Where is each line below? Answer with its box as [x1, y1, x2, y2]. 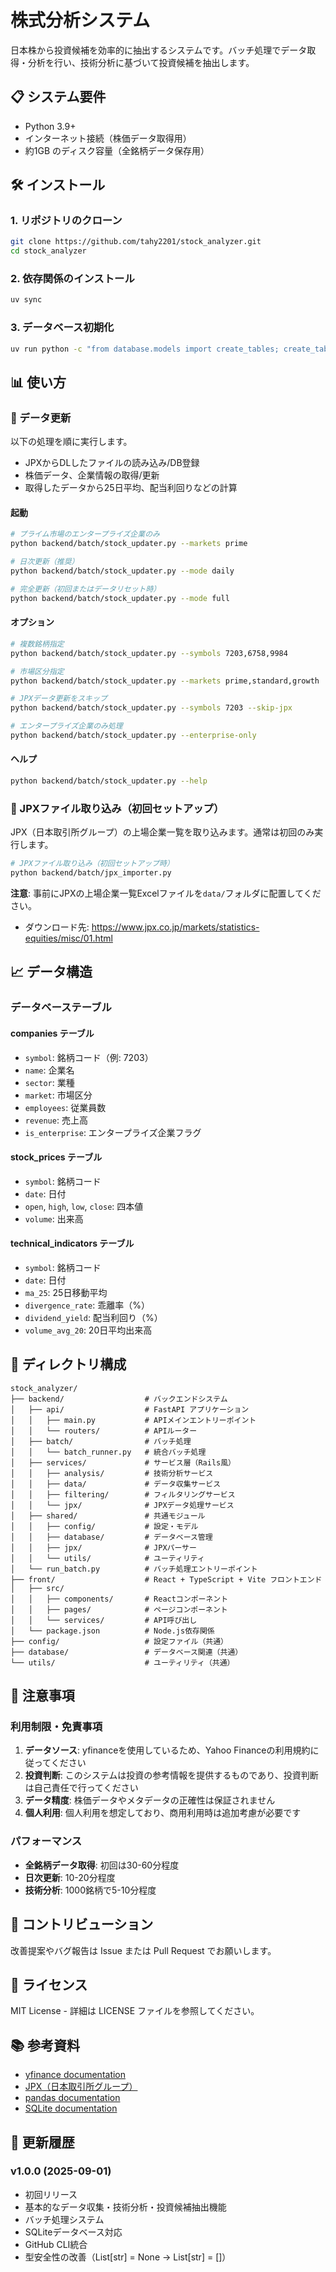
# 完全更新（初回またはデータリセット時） [10, 584, 162, 594]
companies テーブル [10, 1027, 95, 1039]
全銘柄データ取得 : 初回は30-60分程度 [24, 1859, 180, 1871]
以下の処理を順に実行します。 [10, 436, 133, 448]
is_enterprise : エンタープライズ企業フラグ [24, 1126, 202, 1138]
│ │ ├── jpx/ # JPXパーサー [10, 1542, 197, 1553]
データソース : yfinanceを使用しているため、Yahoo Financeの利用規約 [24, 1744, 311, 1756]
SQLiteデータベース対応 [24, 2226, 123, 2238]
